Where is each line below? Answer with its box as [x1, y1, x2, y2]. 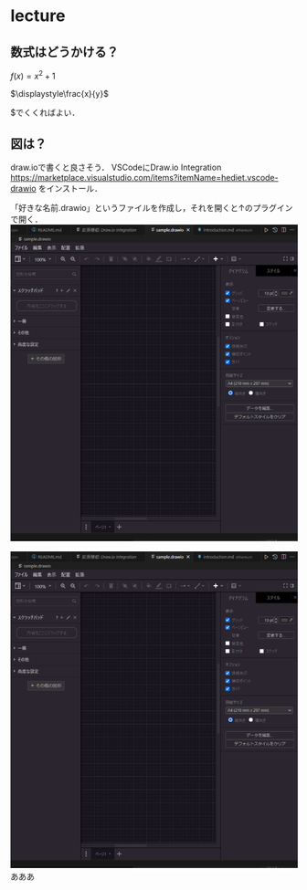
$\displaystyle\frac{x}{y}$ [10, 88, 109, 99]
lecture [10, 5, 66, 26]
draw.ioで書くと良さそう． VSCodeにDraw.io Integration [10, 162, 222, 173]
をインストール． [37, 183, 103, 194]
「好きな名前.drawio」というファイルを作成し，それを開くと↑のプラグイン [10, 203, 293, 214]
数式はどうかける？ [10, 44, 119, 59]
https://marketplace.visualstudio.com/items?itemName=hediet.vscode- [10, 173, 279, 183]
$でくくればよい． [10, 107, 80, 118]
